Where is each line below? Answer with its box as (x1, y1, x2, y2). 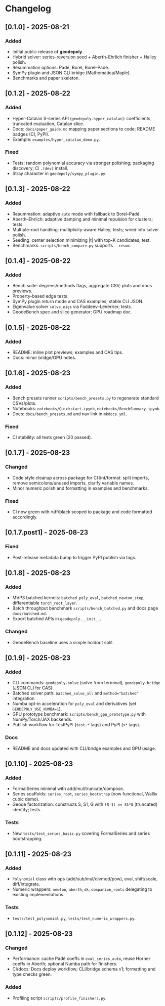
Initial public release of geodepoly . (12, 48, 84, 54)
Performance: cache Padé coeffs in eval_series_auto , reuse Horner (12, 956, 151, 962)
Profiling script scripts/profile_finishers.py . (12, 995, 107, 1001)
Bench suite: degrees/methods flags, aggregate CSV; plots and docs (12, 283, 152, 289)
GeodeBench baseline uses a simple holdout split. (12, 639, 114, 645)
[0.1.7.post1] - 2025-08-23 (5, 528, 88, 537)
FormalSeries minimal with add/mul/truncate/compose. (12, 786, 124, 791)
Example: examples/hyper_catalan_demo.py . (12, 136, 100, 142)
